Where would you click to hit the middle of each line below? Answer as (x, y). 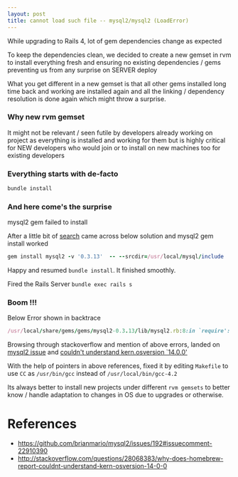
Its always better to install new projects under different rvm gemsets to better (119, 387)
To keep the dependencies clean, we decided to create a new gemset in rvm (119, 55)
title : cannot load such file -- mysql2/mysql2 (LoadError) (98, 21)
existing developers (36, 155)
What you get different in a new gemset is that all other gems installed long (117, 83)
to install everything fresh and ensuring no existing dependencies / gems (114, 62)
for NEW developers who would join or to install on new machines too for (114, 147)
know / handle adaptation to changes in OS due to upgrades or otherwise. (115, 395)
